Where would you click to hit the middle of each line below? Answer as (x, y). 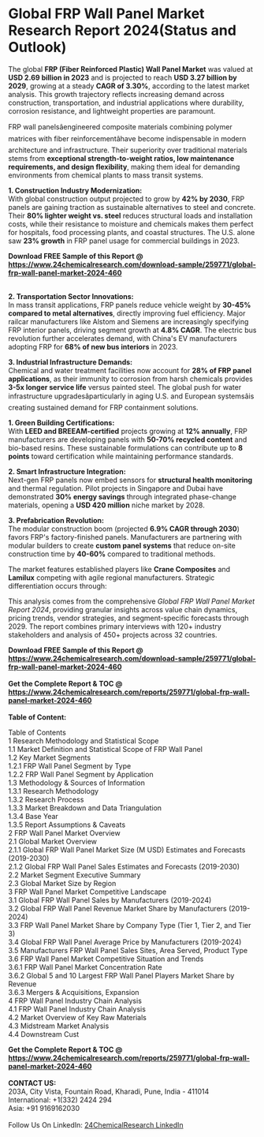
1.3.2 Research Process (46, 799)
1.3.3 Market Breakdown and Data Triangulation (85, 808)
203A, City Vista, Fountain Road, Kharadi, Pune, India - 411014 (109, 1091)
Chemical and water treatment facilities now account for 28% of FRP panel (130, 370)
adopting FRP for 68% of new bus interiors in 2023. (93, 346)
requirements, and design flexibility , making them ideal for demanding (124, 166)
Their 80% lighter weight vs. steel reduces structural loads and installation (131, 215)
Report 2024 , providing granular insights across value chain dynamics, (123, 609)
